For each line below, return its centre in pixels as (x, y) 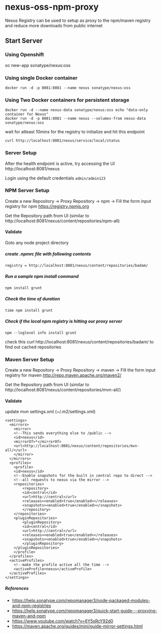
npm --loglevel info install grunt (41, 333)
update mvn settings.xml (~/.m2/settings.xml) (50, 412)
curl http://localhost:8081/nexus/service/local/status (62, 141)
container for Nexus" (27, 114)
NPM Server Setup (27, 191)
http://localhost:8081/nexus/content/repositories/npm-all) (62, 221)
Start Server (24, 41)
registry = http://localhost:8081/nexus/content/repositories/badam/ (77, 265)
